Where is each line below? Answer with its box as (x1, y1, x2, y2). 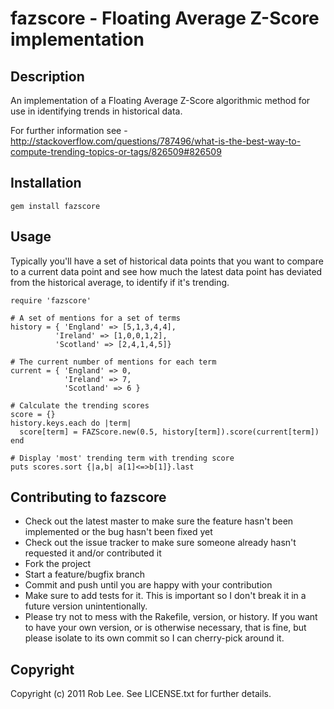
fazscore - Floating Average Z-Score (10, 7, 320, 30)
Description (10, 68, 85, 85)
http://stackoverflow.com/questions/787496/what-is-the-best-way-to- (10, 135, 302, 147)
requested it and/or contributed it (24, 547, 162, 559)
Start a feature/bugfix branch (24, 568, 145, 581)
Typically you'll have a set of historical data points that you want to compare (10, 255, 324, 267)
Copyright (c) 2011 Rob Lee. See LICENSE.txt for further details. (10, 688, 272, 700)
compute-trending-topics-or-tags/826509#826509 (10, 146, 222, 157)
